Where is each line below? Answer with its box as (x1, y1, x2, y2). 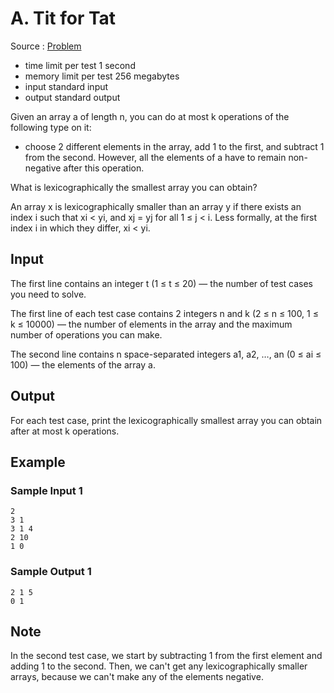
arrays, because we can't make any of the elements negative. (10, 671, 264, 683)
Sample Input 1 (10, 483, 83, 497)
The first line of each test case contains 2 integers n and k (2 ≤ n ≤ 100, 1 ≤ (10, 307, 319, 319)
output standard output (24, 91, 121, 103)
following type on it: (10, 121, 92, 133)
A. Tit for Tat (10, 7, 117, 30)
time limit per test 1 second (24, 59, 136, 71)
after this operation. (63, 162, 145, 174)
